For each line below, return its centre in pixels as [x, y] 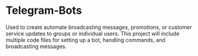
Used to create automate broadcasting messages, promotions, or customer [99, 27]
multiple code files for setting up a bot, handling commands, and [86, 40]
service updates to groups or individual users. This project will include [93, 33]
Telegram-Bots [44, 11]
